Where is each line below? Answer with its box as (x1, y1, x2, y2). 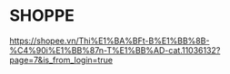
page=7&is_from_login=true (9, 54, 114, 65)
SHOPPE (9, 5, 75, 26)
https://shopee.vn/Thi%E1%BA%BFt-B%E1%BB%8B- (9, 35, 210, 46)
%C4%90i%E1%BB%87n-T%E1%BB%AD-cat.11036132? (9, 44, 221, 55)
